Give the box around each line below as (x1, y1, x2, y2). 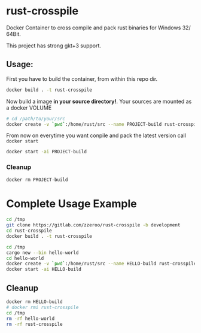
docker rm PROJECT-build (6, 177, 68, 183)
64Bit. (6, 30, 21, 37)
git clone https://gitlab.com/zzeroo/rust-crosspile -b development (6, 222, 181, 228)
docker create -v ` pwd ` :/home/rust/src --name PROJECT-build (6, 121, 162, 127)
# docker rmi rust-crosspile (6, 304, 79, 310)
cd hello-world (6, 255, 44, 261)
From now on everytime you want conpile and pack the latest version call (6, 132, 187, 139)
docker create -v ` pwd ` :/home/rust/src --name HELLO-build (6, 261, 157, 267)
